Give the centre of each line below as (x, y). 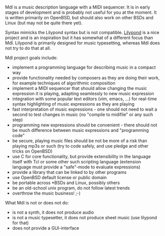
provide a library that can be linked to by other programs (69, 172)
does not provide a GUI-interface (46, 228)
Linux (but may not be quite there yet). (44, 23)
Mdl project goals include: (31, 58)
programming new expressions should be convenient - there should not (84, 125)
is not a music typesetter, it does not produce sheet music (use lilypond (84, 217)
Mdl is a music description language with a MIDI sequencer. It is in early (78, 7)
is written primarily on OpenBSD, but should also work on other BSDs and (79, 18)
